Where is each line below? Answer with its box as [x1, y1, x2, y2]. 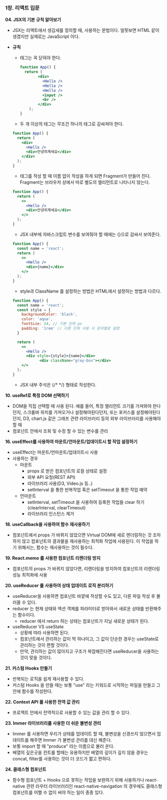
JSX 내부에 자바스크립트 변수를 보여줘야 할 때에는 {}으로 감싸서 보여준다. [19, 231, 161, 237]
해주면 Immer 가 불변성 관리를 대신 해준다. [29, 737, 112, 743]
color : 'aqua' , [21, 317, 53, 322]
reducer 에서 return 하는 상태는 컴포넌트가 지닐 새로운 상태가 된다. [19, 618, 150, 624]
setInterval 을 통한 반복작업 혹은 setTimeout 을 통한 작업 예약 [27, 486, 148, 492]
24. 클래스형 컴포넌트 [5, 766, 46, 772]
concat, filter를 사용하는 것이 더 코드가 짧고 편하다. [12, 756, 112, 762]
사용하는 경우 [12, 455, 38, 461]
